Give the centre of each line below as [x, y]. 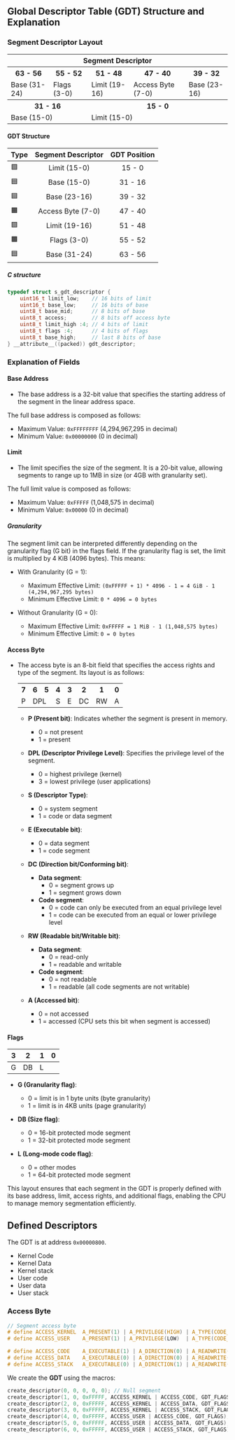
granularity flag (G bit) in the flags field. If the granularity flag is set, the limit [116, 551]
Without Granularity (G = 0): [57, 613]
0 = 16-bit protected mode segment [79, 1133]
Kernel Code [35, 1256]
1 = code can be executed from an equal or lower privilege [133, 915]
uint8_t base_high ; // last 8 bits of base [90, 337]
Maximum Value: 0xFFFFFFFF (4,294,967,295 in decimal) [98, 428]
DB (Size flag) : [38, 1119]
